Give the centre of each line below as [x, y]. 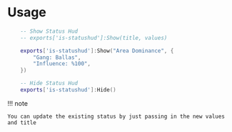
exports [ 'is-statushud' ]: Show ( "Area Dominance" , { [97, 50]
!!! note [18, 103]
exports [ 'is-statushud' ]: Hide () [68, 90]
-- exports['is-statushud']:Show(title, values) [94, 38]
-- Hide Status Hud [49, 83]
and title [22, 122]
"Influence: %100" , [62, 64]
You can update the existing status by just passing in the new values [116, 116]
